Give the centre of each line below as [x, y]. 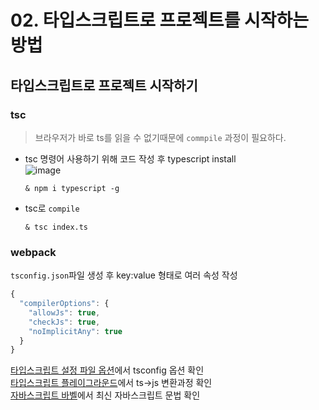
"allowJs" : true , [64, 312]
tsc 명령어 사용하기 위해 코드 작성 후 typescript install [130, 158]
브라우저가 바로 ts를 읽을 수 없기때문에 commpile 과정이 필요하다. [160, 137]
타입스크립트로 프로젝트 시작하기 [104, 85]
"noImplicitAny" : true [75, 331]
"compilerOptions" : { [64, 304]
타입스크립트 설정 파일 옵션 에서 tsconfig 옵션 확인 [107, 370]
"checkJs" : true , [64, 322]
